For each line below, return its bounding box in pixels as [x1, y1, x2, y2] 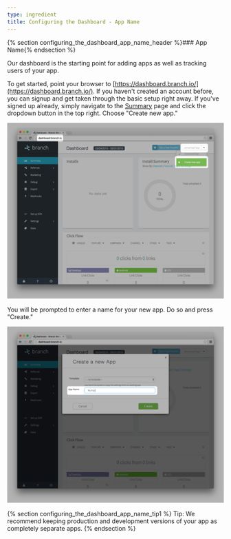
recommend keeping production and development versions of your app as [7, 517, 218, 525]
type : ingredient [7, 11, 57, 18]
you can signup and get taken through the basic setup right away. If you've [7, 94, 220, 103]
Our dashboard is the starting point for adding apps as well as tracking [7, 59, 207, 67]
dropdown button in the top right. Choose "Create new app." [7, 109, 178, 117]
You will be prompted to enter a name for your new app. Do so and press [7, 305, 213, 314]
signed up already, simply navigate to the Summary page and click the [7, 101, 206, 110]
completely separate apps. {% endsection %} [7, 524, 136, 532]
